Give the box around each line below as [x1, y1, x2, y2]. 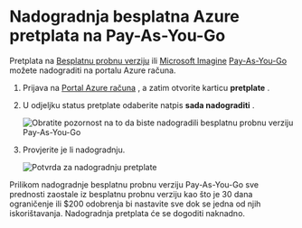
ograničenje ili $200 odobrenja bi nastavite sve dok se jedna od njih [9, 198, 261, 209]
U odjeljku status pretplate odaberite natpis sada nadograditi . [22, 99, 255, 110]
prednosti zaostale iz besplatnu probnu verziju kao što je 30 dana [9, 188, 253, 199]
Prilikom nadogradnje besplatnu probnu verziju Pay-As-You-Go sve [9, 178, 260, 190]
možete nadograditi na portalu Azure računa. [9, 65, 176, 76]
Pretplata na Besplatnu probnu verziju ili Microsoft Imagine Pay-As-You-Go [9, 55, 288, 66]
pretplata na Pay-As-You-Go [9, 25, 226, 46]
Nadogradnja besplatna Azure [9, 6, 240, 27]
